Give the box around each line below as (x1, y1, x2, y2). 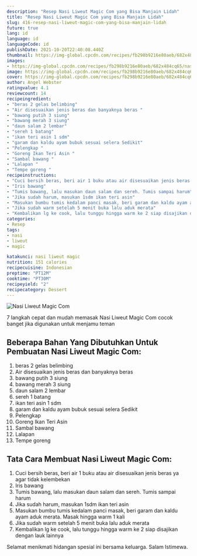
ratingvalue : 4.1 (6, 85, 49, 91)
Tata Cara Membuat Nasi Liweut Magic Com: (6, 454, 172, 464)
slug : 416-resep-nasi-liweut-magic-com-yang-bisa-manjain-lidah (6, 19, 167, 25)
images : (6, 58, 26, 63)
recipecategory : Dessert (6, 287, 67, 292)
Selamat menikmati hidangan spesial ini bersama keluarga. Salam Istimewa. (6, 544, 188, 550)
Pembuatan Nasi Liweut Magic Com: (6, 346, 142, 356)
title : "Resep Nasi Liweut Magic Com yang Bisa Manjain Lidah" (6, 14, 164, 20)
